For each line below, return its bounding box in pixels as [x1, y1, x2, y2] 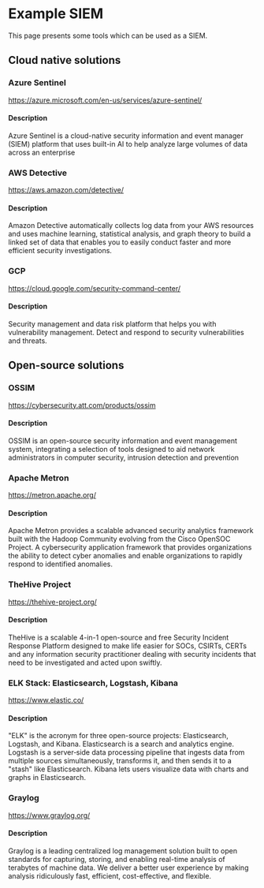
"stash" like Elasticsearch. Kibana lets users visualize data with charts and [8, 764, 249, 774]
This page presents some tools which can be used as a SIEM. [8, 31, 208, 40]
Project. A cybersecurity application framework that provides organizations [8, 543, 252, 552]
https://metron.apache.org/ [8, 491, 97, 500]
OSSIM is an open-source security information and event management [8, 435, 238, 446]
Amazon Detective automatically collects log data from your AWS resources [8, 221, 255, 230]
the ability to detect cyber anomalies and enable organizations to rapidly [8, 551, 243, 561]
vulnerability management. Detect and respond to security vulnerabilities [8, 327, 244, 337]
